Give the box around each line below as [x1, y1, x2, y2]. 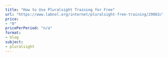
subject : [5, 40, 23, 45]
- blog [5, 35, 19, 40]
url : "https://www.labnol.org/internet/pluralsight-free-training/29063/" [5, 12, 164, 17]
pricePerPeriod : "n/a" [5, 26, 52, 31]
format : [5, 30, 21, 35]
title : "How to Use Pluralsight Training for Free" [5, 7, 115, 12]
